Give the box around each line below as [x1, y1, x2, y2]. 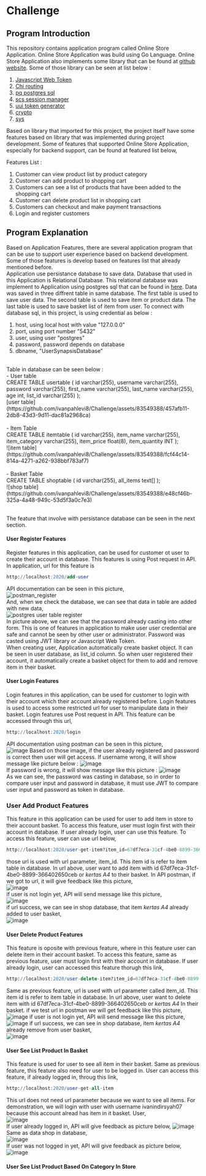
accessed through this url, [6, 717, 72, 725]
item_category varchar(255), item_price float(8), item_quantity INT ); [6, 437, 179, 444]
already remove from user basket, [6, 1026, 92, 1033]
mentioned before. [6, 263, 53, 270]
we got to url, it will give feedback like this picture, [6, 877, 133, 885]
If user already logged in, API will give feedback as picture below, [6, 1123, 172, 1130]
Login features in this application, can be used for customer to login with [6, 691, 189, 698]
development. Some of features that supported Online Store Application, [6, 140, 189, 148]
